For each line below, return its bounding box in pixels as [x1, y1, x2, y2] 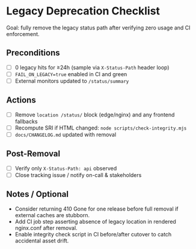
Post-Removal [6, 149, 61, 159]
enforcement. [6, 30, 40, 37]
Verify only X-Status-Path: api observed [14, 164, 117, 172]
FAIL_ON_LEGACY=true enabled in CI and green [14, 70, 127, 77]
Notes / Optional [6, 189, 69, 199]
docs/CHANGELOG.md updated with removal [14, 131, 117, 138]
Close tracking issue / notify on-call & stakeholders [14, 171, 142, 178]
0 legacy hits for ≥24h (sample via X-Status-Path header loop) [14, 64, 170, 71]
